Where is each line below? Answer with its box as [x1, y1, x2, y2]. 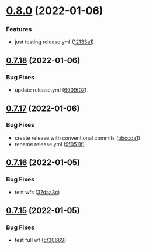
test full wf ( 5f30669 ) [14, 237, 67, 244]
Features [6, 25, 32, 33]
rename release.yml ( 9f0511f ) [14, 140, 85, 147]
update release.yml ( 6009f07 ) [14, 86, 87, 93]
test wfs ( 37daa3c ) [14, 189, 60, 196]
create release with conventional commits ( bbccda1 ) [14, 134, 140, 142]
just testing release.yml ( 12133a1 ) [14, 38, 95, 45]
